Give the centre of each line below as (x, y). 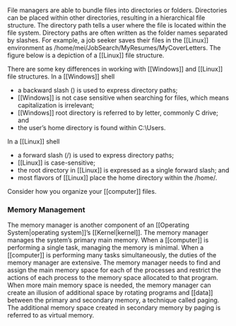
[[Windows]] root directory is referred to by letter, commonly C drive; (118, 113)
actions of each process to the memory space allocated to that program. (113, 278)
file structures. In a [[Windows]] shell (61, 76)
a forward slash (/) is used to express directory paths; (96, 155)
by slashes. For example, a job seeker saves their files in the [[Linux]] (108, 40)
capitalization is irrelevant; (56, 105)
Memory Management (46, 209)
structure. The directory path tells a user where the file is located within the (117, 25)
